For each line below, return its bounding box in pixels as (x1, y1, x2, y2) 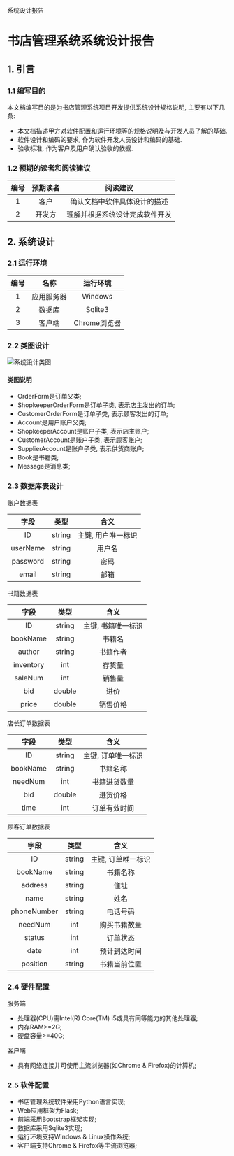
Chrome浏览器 (73, 317, 121, 327)
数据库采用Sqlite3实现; (17, 1124, 82, 1132)
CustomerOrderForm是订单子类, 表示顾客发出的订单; (17, 410, 169, 418)
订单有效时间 (92, 803, 135, 813)
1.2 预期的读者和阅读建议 (7, 163, 91, 173)
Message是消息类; (17, 462, 71, 471)
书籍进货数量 (92, 777, 135, 787)
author (17, 646, 40, 656)
